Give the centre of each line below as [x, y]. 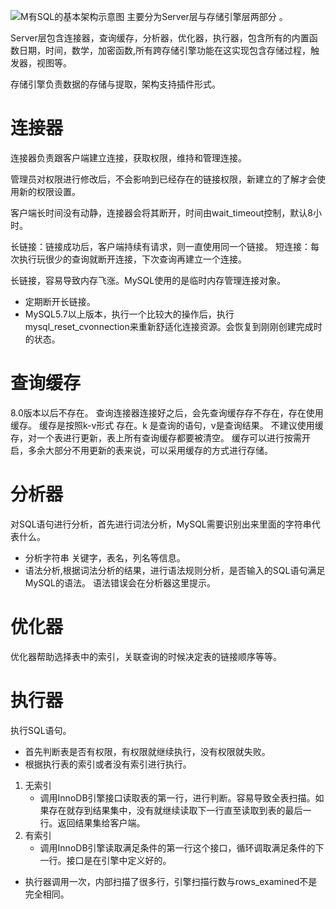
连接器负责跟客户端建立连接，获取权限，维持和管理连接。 [128, 157]
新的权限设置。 [49, 191]
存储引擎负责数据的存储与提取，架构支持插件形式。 [115, 84]
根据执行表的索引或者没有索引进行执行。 [108, 764]
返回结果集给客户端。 [101, 822]
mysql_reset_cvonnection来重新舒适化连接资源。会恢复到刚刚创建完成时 [173, 326]
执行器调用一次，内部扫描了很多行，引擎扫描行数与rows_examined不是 [171, 881]
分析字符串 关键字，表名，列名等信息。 [105, 557]
